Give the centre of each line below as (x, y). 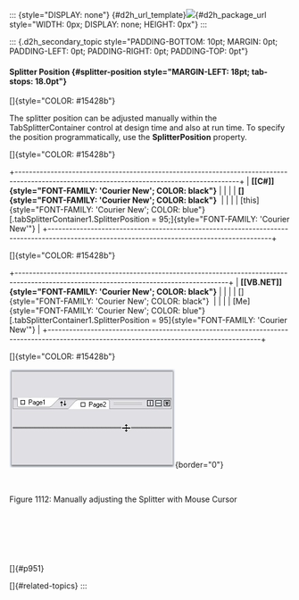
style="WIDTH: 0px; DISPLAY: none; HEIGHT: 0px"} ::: (108, 24)
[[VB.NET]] (262, 282)
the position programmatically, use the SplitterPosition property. (128, 137)
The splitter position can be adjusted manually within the (113, 118)
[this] (250, 200)
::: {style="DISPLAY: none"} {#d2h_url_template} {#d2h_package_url (138, 15)
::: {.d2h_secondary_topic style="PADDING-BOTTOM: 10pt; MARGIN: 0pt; (144, 42)
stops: (21, 81)
